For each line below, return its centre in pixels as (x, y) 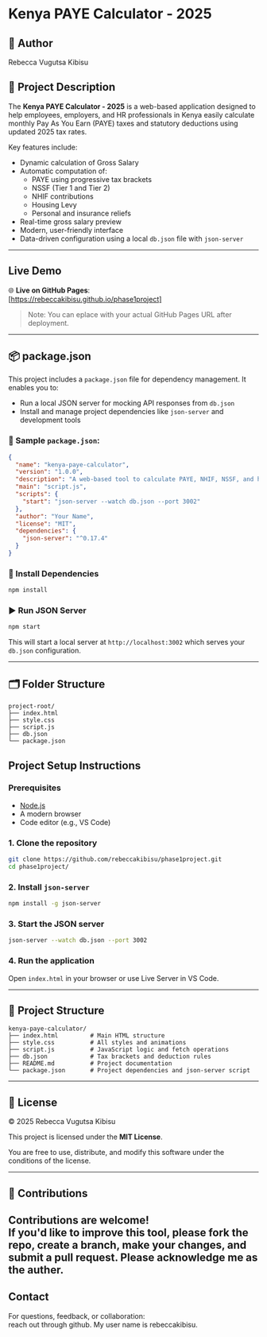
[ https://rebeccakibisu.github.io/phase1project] (85, 299)
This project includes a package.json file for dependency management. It (127, 379)
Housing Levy (54, 204)
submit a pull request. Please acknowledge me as (133, 1257)
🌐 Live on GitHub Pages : (49, 290)
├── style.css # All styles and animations (97, 1043)
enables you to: (33, 388)
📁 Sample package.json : (54, 440)
